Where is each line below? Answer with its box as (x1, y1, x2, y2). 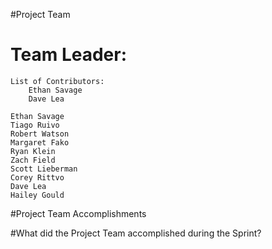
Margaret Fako (10, 137, 70, 148)
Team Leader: (10, 44, 128, 66)
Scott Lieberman (10, 164, 78, 174)
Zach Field (10, 155, 56, 165)
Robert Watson (10, 129, 70, 139)
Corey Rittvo (10, 172, 65, 183)
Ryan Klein (10, 146, 56, 156)
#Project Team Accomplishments (10, 207, 147, 219)
